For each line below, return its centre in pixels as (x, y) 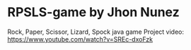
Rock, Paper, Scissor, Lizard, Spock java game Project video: (96, 32)
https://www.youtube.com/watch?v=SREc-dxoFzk (80, 39)
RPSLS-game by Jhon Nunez (93, 12)
